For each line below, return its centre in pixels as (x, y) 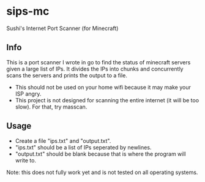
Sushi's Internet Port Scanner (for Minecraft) (62, 28)
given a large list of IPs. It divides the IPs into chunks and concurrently (95, 69)
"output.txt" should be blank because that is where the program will (100, 154)
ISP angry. (28, 94)
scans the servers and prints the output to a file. (67, 75)
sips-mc (28, 11)
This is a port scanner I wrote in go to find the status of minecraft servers (99, 62)
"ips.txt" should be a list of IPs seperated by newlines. (83, 147)
